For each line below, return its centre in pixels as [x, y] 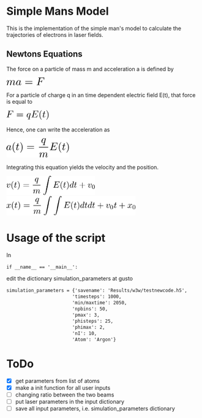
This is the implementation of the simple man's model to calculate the [94, 28]
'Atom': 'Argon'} [94, 339]
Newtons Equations [44, 54]
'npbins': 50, [90, 309]
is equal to [19, 101]
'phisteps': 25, [93, 321]
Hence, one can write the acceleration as [58, 130]
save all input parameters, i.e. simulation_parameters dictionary [95, 408]
